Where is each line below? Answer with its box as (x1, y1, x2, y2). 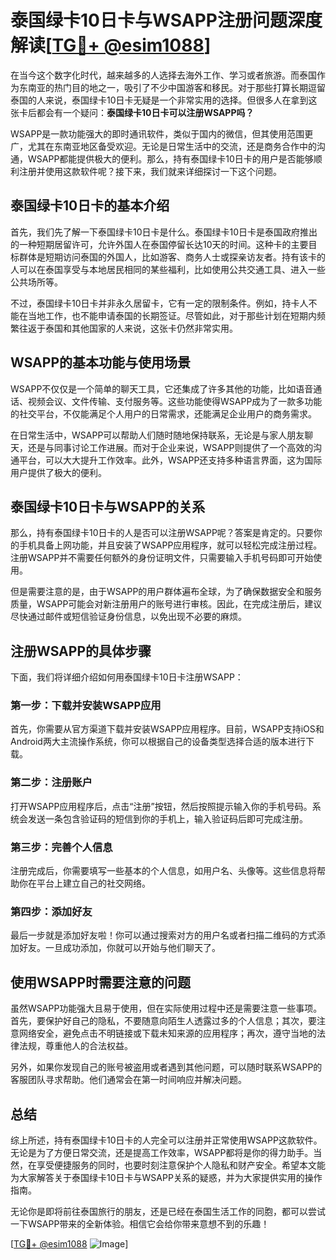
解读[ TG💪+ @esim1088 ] (10, 34, 212, 57)
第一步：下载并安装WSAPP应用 (10, 699, 162, 713)
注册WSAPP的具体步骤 (10, 642, 152, 660)
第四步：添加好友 (10, 905, 93, 918)
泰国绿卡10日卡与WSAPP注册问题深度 (10, 9, 323, 32)
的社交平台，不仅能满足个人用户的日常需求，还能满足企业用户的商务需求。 (10, 407, 317, 420)
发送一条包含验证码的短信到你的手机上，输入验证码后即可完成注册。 (27, 812, 308, 825)
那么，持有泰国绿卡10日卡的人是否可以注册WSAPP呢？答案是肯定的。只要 (10, 527, 314, 539)
